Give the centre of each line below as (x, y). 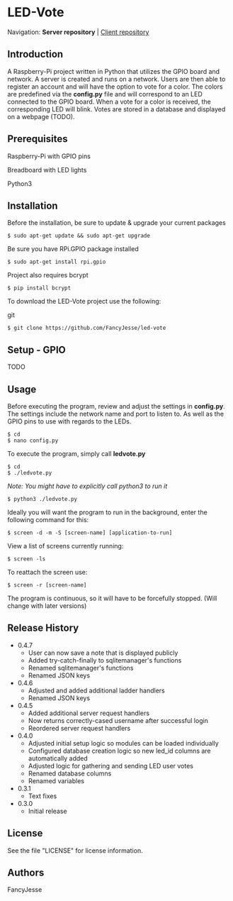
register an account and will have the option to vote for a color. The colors (115, 87)
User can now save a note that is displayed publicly (103, 653)
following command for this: (48, 520)
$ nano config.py (33, 441)
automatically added (58, 758)
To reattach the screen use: (47, 572)
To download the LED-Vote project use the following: (84, 302)
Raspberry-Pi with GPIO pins (49, 156)
